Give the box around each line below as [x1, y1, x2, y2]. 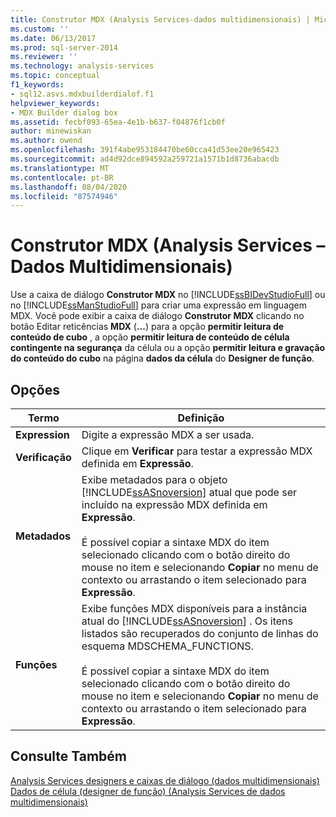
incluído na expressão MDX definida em [81, 498, 268, 511]
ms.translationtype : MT [10, 163, 110, 173]
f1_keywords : [10, 80, 65, 90]
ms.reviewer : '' [10, 52, 78, 62]
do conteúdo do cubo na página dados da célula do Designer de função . [10, 352, 315, 365]
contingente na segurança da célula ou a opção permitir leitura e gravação [10, 342, 326, 354]
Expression [15, 428, 70, 441]
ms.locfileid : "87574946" [10, 191, 118, 201]
